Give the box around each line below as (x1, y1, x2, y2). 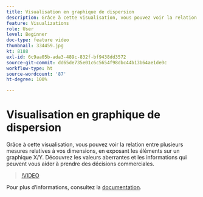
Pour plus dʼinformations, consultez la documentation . (6, 184, 142, 191)
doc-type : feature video (6, 37, 69, 43)
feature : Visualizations (6, 20, 69, 26)
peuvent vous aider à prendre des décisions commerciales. (6, 160, 155, 167)
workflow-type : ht (6, 65, 53, 72)
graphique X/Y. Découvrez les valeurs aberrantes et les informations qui (6, 154, 187, 161)
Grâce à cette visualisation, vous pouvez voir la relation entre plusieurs (6, 141, 184, 149)
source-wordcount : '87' (6, 71, 67, 77)
